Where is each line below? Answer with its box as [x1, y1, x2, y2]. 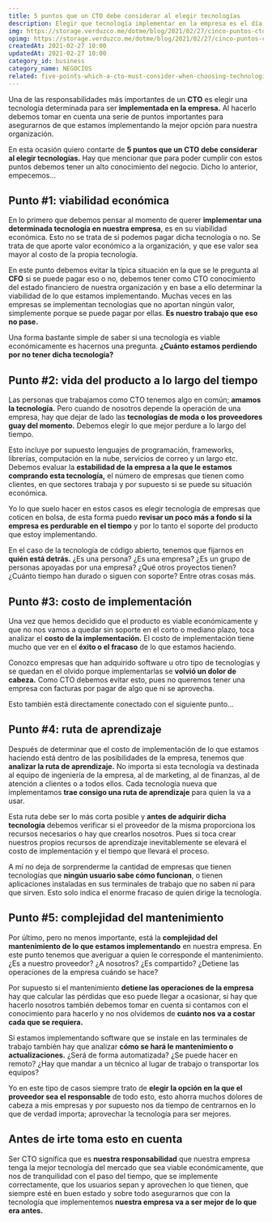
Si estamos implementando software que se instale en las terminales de [8, 1032, 249, 1042]
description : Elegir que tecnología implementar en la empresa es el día [8, 19, 263, 28]
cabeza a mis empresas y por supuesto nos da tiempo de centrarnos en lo [8, 1100, 257, 1110]
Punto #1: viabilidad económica [8, 194, 170, 207]
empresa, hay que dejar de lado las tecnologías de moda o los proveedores [8, 412, 263, 422]
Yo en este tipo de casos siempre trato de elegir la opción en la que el [8, 1083, 243, 1092]
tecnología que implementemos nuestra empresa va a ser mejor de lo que [8, 1197, 257, 1207]
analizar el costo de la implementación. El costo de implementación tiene [8, 634, 255, 643]
